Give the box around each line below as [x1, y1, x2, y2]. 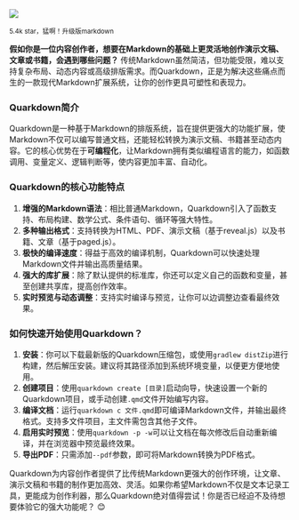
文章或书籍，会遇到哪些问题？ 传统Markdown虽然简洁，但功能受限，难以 [9, 55, 277, 65]
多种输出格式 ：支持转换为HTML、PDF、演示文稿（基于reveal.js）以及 [21, 225, 278, 236]
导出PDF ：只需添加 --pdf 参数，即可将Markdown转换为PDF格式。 [21, 449, 261, 460]
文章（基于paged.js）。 [37, 236, 121, 247]
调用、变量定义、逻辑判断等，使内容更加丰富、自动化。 [9, 156, 212, 167]
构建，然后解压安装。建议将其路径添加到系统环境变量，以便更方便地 [21, 360, 272, 371]
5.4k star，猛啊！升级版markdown [9, 27, 114, 36]
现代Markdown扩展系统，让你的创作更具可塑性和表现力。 [39, 77, 251, 87]
